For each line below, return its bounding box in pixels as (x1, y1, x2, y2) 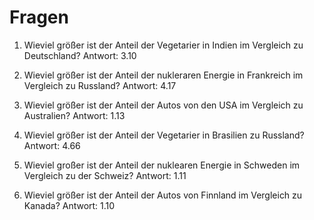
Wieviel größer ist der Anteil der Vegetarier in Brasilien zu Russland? (23, 129, 305, 141)
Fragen (9, 6, 69, 29)
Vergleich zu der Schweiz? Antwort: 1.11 (23, 169, 187, 181)
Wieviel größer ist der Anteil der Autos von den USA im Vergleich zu (23, 99, 304, 111)
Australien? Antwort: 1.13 (23, 109, 126, 121)
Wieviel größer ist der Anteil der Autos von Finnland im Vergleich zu (23, 189, 303, 201)
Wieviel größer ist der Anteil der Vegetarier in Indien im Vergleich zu (23, 39, 304, 51)
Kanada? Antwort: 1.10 (23, 199, 116, 211)
